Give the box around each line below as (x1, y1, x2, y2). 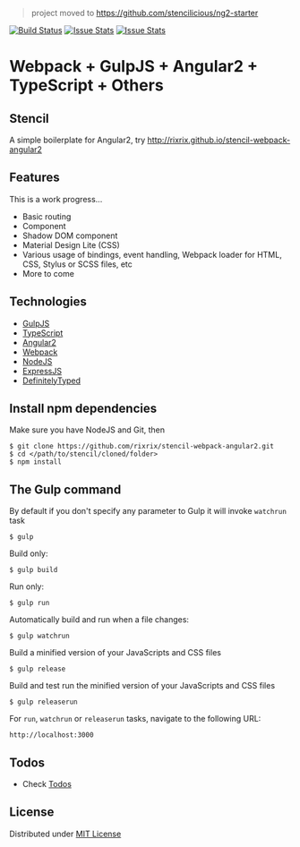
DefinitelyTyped (21, 375, 81, 386)
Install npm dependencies (9, 401, 158, 416)
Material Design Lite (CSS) (21, 239, 120, 250)
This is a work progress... (9, 193, 103, 204)
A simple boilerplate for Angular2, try (9, 134, 146, 145)
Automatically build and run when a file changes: (9, 614, 190, 625)
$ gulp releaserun (9, 697, 78, 706)
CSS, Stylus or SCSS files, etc (21, 259, 133, 269)
